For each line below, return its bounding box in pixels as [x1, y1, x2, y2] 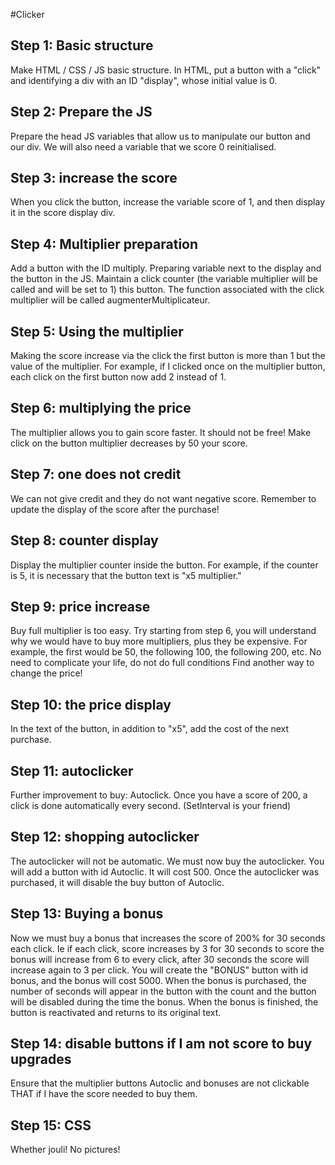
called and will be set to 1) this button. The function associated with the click [10, 284, 325, 296]
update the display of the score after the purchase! [10, 503, 220, 515]
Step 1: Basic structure [10, 37, 154, 54]
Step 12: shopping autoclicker [10, 829, 200, 846]
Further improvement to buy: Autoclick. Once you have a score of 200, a [10, 789, 308, 801]
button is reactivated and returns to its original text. [10, 1006, 222, 1018]
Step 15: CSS [10, 1117, 92, 1134]
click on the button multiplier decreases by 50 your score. [10, 437, 248, 449]
